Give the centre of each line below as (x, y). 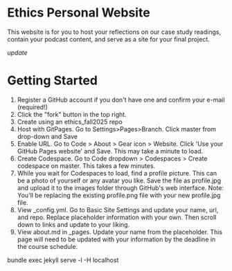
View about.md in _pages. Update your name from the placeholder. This (120, 232)
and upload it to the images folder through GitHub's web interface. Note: (120, 187)
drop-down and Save (47, 136)
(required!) (33, 107)
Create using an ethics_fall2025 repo (70, 122)
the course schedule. (47, 246)
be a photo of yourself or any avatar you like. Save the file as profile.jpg (119, 180)
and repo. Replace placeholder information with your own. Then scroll (117, 217)
